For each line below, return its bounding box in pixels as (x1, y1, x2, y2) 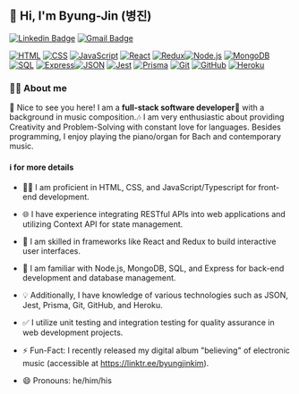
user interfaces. (21, 246, 81, 256)
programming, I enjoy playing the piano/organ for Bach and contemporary (9, 131, 282, 142)
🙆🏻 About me (9, 81, 67, 94)
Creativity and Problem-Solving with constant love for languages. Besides (9, 122, 282, 132)
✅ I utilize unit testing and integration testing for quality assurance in (21, 317, 275, 328)
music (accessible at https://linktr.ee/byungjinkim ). (21, 358, 209, 369)
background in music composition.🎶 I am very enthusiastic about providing (9, 112, 285, 122)
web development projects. (21, 327, 124, 338)
